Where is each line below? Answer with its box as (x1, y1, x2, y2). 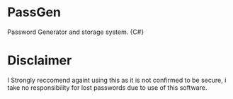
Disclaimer (7, 52, 72, 69)
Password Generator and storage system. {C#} (7, 28, 144, 36)
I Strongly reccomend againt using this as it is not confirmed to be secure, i (7, 76, 227, 84)
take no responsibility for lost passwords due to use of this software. (7, 83, 208, 92)
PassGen (7, 4, 62, 21)
